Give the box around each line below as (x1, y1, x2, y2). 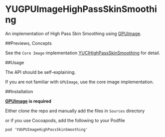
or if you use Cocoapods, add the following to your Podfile (5, 117, 125, 123)
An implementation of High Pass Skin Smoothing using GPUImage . (5, 30, 142, 36)
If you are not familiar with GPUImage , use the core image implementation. (5, 79, 154, 85)
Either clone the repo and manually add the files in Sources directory (5, 108, 145, 114)
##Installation (5, 88, 33, 94)
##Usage (5, 59, 24, 65)
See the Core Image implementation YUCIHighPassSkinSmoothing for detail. (5, 50, 161, 56)
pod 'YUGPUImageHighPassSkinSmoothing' (5, 127, 88, 132)
